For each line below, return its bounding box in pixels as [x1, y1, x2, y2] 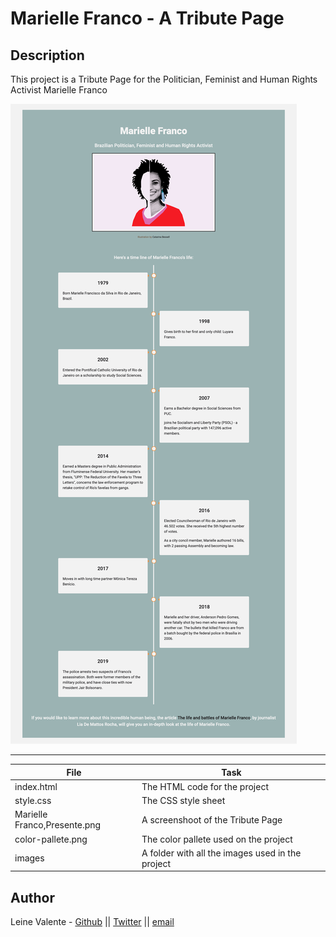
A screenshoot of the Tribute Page [141, 813, 283, 826]
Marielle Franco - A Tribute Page [10, 7, 285, 30]
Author [10, 889, 55, 906]
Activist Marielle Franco [10, 84, 108, 96]
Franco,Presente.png [14, 819, 102, 831]
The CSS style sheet [141, 795, 226, 806]
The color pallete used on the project [141, 833, 293, 845]
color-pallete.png [14, 833, 88, 845]
